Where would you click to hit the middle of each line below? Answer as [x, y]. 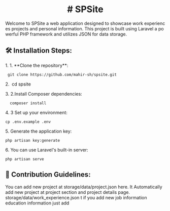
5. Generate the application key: [39, 131]
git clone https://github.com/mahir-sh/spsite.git [62, 74]
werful [12, 34]
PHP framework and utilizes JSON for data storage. [73, 34]
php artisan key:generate [32, 140]
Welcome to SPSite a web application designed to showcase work [74, 23]
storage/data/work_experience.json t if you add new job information [76, 197]
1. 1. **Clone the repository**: [37, 65]
